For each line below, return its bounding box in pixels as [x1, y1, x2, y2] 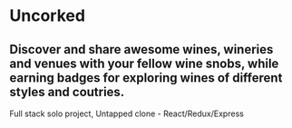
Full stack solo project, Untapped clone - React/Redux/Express [9, 108, 245, 119]
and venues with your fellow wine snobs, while [9, 55, 279, 71]
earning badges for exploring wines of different [9, 70, 283, 85]
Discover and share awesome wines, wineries [9, 42, 274, 57]
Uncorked [9, 5, 86, 26]
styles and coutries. [9, 84, 125, 100]
